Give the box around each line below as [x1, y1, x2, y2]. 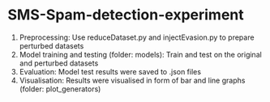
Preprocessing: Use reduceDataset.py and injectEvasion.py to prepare [19, 32, 255, 42]
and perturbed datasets [19, 58, 99, 68]
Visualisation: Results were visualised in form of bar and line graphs [19, 75, 246, 85]
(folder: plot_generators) [19, 83, 101, 94]
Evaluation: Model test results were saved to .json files [19, 66, 202, 76]
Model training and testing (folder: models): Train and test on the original [19, 49, 263, 59]
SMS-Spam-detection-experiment [7, 6, 244, 24]
